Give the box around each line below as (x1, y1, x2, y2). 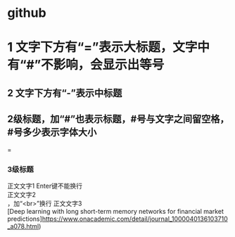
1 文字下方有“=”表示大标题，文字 (7, 39, 198, 56)
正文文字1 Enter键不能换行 (7, 181, 83, 190)
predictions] (7, 214, 42, 223)
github (7, 5, 47, 21)
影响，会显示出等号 (53, 57, 165, 73)
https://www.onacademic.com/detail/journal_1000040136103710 (42, 214, 228, 223)
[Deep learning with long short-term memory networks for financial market (7, 207, 224, 215)
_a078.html (7, 222, 39, 230)
